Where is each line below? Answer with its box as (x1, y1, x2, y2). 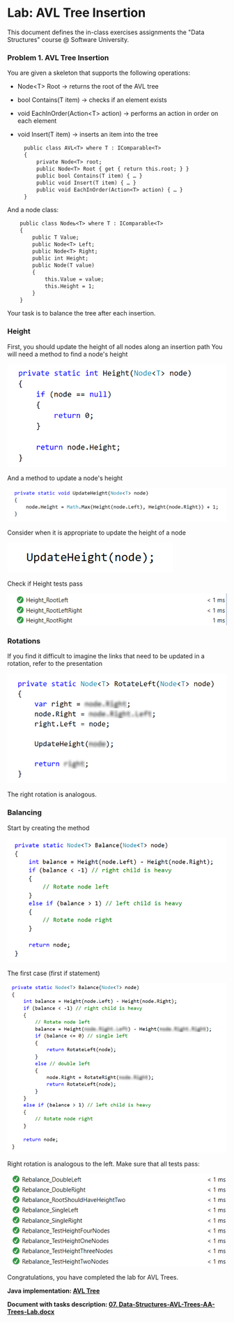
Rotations (7, 636, 40, 646)
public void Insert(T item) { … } (36, 179, 136, 186)
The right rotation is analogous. (7, 790, 97, 799)
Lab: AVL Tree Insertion (7, 5, 146, 21)
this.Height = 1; (44, 283, 95, 290)
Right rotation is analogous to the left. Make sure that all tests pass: (7, 1159, 200, 1168)
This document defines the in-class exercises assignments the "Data (7, 28, 205, 36)
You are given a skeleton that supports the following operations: (7, 68, 191, 77)
